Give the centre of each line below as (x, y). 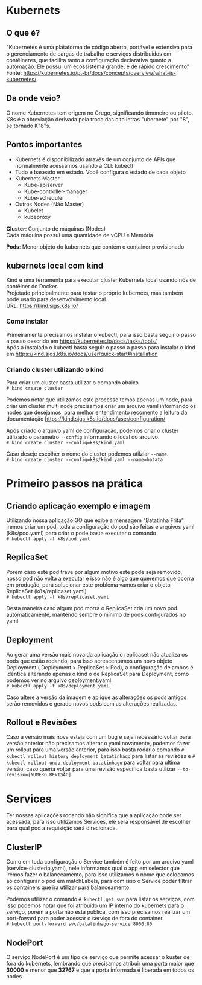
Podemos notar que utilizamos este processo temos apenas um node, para (99, 400)
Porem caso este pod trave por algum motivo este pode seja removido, (94, 572)
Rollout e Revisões (42, 723)
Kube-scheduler (44, 197)
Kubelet (33, 210)
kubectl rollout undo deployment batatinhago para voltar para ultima (93, 763)
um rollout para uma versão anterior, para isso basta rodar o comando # (95, 750)
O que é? (23, 33)
